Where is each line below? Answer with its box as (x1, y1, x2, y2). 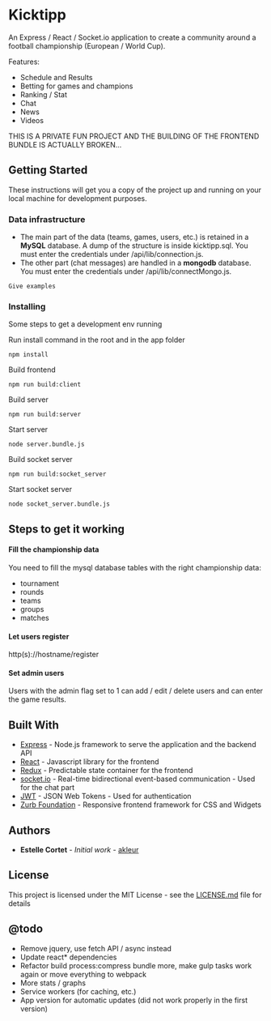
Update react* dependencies (19, 952, 117, 962)
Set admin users (8, 668, 65, 677)
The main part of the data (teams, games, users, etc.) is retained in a (19, 233, 249, 242)
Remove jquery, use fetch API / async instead (19, 943, 172, 953)
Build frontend (8, 365, 57, 374)
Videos (19, 115, 44, 125)
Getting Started (8, 164, 88, 177)
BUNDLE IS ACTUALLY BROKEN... (8, 139, 122, 149)
